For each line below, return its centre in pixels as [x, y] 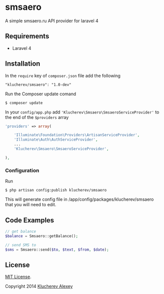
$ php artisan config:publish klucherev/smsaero [56, 190]
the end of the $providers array [37, 117]
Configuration [22, 170]
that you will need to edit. [31, 205]
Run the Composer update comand [41, 94]
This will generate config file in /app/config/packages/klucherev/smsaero [80, 199]
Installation [23, 64]
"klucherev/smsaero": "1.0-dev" [38, 85]
